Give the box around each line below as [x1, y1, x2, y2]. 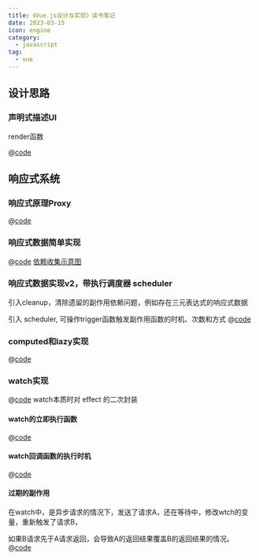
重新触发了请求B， [21, 517, 83, 527]
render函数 [8, 132, 44, 141]
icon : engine [8, 26, 51, 34]
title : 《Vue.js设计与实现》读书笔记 [8, 11, 116, 20]
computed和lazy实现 [8, 336, 89, 347]
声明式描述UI [8, 112, 57, 123]
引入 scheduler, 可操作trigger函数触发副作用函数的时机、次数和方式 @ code [8, 314, 252, 324]
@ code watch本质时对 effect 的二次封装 [8, 395, 138, 404]
